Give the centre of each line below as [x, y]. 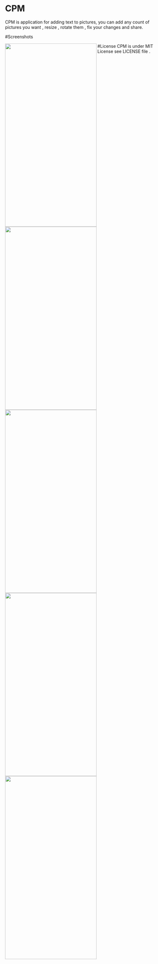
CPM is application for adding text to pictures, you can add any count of [77, 22]
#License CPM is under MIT [125, 46]
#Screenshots [19, 37]
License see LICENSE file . [124, 51]
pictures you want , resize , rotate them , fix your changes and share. [74, 27]
